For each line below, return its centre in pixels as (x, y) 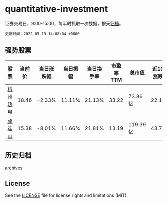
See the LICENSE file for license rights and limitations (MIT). (67, 195)
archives (14, 168)
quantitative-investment (57, 9)
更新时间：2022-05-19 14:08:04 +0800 (42, 34)
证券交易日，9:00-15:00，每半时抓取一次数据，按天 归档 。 (64, 23)
